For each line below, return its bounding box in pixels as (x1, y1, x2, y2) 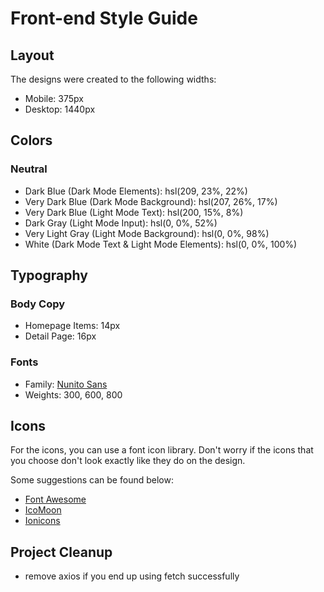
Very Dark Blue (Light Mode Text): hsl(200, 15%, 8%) (24, 206, 244, 218)
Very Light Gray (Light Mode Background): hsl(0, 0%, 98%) (24, 227, 270, 239)
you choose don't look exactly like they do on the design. (10, 455, 246, 467)
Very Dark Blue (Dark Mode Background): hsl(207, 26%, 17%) (24, 195, 278, 207)
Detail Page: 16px (24, 330, 97, 342)
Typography (10, 267, 88, 284)
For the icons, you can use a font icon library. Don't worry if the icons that (10, 444, 314, 456)
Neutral (10, 162, 48, 176)
